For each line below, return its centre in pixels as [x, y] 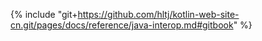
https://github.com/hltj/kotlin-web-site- [158, 14]
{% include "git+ [44, 14]
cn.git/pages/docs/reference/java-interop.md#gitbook [122, 25]
